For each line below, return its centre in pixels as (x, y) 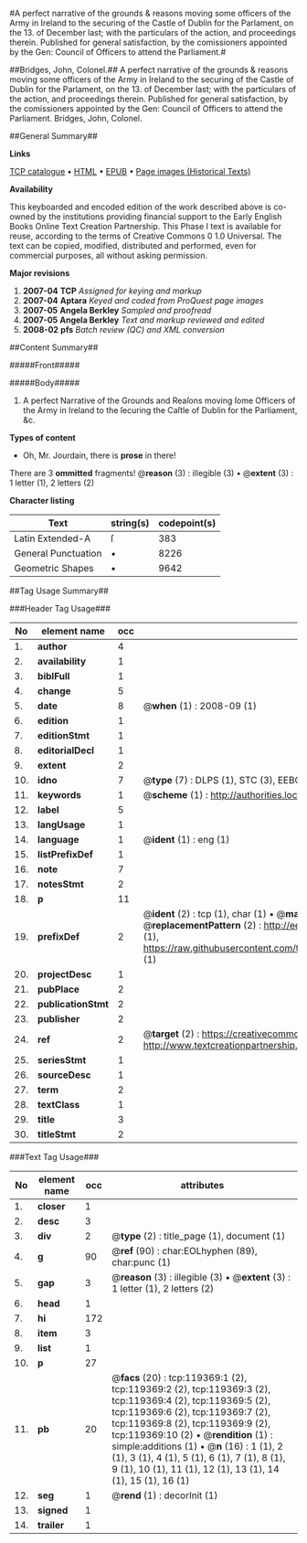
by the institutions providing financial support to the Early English (159, 217)
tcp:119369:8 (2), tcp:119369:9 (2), (191, 1423)
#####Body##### (45, 383)
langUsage (62, 825)
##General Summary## (53, 136)
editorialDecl (66, 750)
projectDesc (65, 974)
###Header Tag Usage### (60, 608)
